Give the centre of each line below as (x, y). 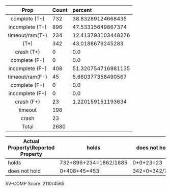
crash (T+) (28, 52)
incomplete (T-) (27, 27)
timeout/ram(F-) (27, 77)
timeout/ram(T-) (27, 35)
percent (82, 10)
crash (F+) (28, 102)
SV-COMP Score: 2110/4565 (35, 184)
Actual (31, 141)
